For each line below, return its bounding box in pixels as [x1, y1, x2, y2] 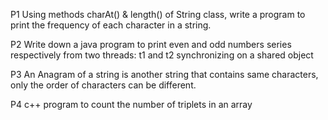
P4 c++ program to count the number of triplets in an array [10, 99, 253, 110]
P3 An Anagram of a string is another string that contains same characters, [10, 69, 319, 80]
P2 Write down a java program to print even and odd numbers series [10, 39, 292, 50]
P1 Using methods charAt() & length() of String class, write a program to [10, 9, 306, 20]
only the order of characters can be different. [10, 79, 197, 91]
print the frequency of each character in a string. [10, 19, 212, 31]
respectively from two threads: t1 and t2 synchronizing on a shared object [10, 49, 314, 61]
